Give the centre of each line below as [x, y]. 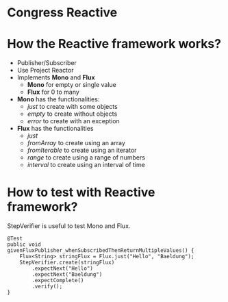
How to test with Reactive [81, 192]
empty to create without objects [72, 114]
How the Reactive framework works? [114, 44]
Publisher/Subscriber [47, 63]
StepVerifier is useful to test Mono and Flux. [69, 226]
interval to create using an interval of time [86, 165]
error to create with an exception [73, 121]
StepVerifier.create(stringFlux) [67, 263]
